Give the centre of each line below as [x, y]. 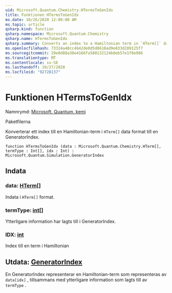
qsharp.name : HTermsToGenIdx [36, 39]
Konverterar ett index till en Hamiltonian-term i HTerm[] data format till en [82, 131]
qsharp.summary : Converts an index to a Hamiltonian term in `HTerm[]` [83, 44]
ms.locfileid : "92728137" [33, 72]
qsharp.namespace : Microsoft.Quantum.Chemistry [57, 34]
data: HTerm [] [23, 186]
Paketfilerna [18, 122]
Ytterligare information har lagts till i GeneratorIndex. [61, 221]
